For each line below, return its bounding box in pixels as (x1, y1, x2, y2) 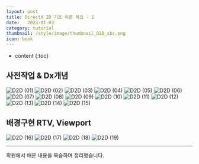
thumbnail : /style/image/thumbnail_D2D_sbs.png (6, 31, 126, 37)
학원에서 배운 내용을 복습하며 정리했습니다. (6, 152, 105, 159)
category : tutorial (6, 25, 54, 31)
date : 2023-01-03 (6, 19, 54, 25)
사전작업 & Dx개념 (6, 71, 69, 81)
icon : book (6, 36, 33, 42)
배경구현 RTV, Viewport (6, 118, 92, 128)
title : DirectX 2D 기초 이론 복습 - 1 (6, 14, 95, 20)
